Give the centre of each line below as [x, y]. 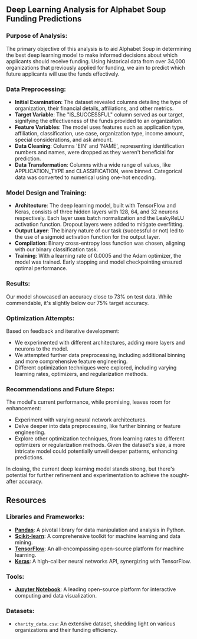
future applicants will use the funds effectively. [63, 74]
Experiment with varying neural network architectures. [81, 420]
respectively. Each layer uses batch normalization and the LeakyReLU [99, 218]
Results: [18, 284]
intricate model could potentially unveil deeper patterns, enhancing [96, 451]
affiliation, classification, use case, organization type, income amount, [99, 133]
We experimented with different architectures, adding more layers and [100, 342]
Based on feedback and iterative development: [63, 331]
